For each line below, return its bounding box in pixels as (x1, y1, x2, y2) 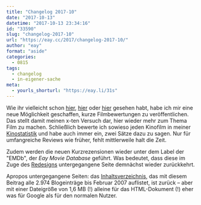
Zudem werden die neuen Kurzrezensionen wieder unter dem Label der (6, 148, 185, 155)
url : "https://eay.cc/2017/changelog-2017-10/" (6, 37, 129, 43)
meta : (6, 82, 20, 88)
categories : (6, 54, 36, 60)
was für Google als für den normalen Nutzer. (6, 192, 117, 199)
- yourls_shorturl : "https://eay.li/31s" (12, 88, 118, 94)
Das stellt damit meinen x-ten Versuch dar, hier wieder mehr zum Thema (6, 117, 188, 124)
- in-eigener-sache (12, 76, 61, 82)
